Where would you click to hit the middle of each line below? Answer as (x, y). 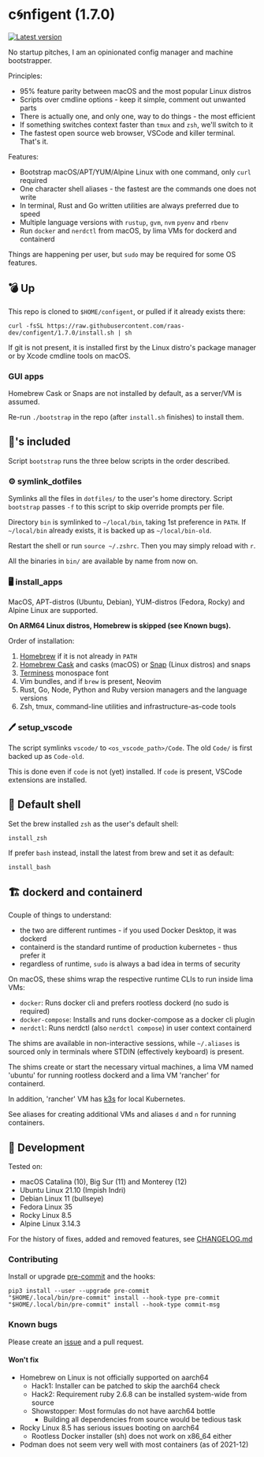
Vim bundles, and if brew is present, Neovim (90, 682)
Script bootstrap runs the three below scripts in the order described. (119, 461)
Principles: (25, 76)
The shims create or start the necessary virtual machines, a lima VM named (131, 1067)
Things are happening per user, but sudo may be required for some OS (122, 254)
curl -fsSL (26, 326)
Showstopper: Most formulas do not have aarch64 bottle (123, 1410)
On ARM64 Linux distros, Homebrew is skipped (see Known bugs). (119, 626)
